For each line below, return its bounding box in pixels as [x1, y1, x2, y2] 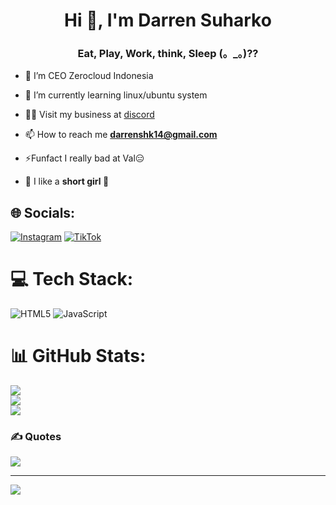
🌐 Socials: [10, 204, 76, 221]
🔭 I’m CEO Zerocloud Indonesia [24, 70, 154, 82]
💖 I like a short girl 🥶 [24, 175, 110, 188]
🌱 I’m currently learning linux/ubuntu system [24, 89, 208, 101]
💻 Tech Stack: [10, 268, 134, 291]
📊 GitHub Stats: [10, 345, 147, 368]
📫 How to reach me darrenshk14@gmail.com [24, 129, 218, 141]
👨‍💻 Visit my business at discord [24, 109, 155, 121]
